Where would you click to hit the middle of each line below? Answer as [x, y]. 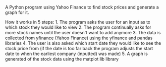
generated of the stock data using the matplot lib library [62, 59]
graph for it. [17, 12]
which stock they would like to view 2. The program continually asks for [78, 27]
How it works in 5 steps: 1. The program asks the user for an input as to [78, 22]
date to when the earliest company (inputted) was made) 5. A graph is [77, 54]
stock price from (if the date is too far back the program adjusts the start [79, 48]
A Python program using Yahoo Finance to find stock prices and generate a [82, 7]
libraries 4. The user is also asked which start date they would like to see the [83, 43]
